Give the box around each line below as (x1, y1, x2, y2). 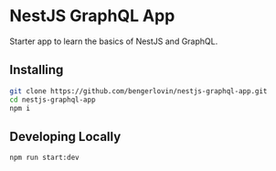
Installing (9, 62, 64, 78)
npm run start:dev (9, 153, 80, 163)
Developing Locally (9, 129, 122, 144)
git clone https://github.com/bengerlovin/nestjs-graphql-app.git (9, 86, 268, 96)
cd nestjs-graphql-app (9, 95, 96, 104)
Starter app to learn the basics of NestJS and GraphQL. (9, 36, 218, 47)
